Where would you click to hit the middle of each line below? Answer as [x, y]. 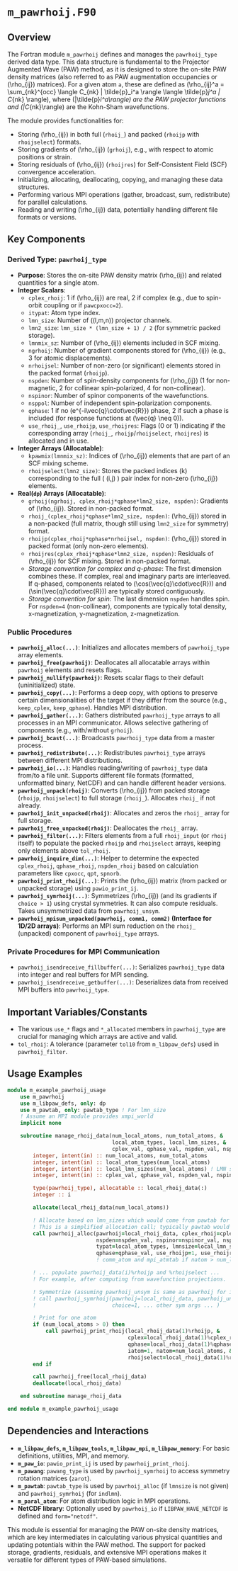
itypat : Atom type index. [64, 312]
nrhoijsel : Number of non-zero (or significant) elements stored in [124, 365]
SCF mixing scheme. [58, 463]
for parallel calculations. [53, 202]
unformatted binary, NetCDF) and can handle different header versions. [122, 783]
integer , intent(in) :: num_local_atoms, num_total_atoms [120, 1156]
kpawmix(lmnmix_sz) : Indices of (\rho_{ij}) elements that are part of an [129, 455]
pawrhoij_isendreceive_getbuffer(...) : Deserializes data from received [123, 982]
